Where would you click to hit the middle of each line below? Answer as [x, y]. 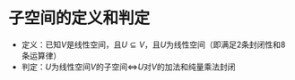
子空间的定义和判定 [79, 18]
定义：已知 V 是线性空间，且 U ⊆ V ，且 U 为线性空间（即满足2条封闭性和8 [153, 44]
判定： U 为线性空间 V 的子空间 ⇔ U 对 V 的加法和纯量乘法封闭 [128, 67]
